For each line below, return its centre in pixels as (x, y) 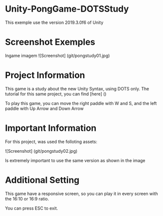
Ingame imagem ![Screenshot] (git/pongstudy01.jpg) (58, 55)
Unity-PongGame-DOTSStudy (67, 9)
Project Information (45, 75)
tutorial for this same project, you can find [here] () (56, 94)
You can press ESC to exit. (32, 208)
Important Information (51, 128)
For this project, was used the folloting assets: (51, 142)
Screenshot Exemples (50, 42)
